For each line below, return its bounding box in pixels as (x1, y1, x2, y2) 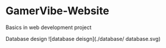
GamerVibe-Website (5, 4, 109, 18)
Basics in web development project (5, 24, 92, 31)
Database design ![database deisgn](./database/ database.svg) (5, 35, 161, 42)
